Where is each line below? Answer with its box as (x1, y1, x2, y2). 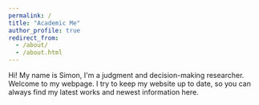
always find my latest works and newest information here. (8, 87, 199, 96)
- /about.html (15, 49, 63, 56)
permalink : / (8, 11, 52, 20)
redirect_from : (8, 33, 59, 42)
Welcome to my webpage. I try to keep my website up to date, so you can (8, 79, 251, 88)
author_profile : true (8, 26, 81, 34)
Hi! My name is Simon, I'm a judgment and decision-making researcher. (8, 71, 245, 80)
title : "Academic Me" (8, 19, 81, 27)
